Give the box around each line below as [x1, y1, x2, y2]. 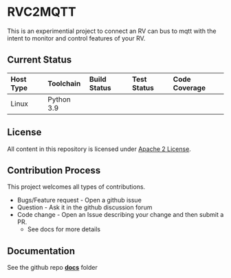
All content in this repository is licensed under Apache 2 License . [7, 145, 191, 153]
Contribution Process [7, 164, 101, 176]
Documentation [7, 245, 76, 257]
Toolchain [47, 78, 81, 88]
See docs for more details [27, 225, 101, 233]
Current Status [7, 54, 72, 66]
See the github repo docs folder [7, 264, 98, 272]
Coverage [173, 83, 206, 93]
